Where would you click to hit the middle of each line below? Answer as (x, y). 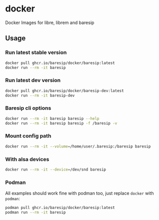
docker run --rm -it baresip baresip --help (52, 118)
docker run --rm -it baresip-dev (40, 95)
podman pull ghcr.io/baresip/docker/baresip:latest (60, 208)
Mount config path (28, 136)
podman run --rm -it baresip (35, 212)
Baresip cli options (28, 108)
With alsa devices (27, 159)
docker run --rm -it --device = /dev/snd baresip (56, 169)
